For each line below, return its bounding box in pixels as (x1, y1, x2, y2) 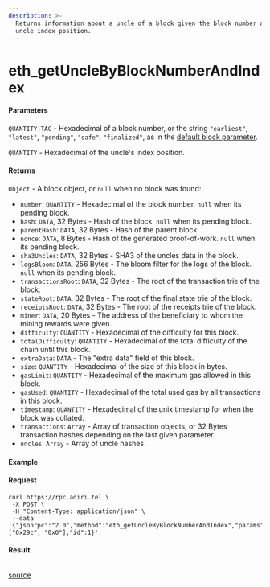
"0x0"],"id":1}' (43, 528, 99, 536)
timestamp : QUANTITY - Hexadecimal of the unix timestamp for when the (19, 404, 254, 414)
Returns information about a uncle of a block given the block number (15, 19, 257, 27)
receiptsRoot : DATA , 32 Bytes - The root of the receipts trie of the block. (19, 302, 257, 311)
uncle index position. (15, 27, 92, 35)
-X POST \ (11, 500, 45, 508)
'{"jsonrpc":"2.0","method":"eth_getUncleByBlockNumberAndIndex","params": (8, 521, 268, 529)
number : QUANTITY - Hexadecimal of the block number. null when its (19, 199, 242, 209)
